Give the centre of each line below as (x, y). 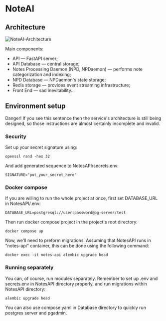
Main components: (24, 49)
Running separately (29, 267)
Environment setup (35, 106)
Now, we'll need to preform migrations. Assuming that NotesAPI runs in (78, 240)
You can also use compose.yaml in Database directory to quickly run (76, 307)
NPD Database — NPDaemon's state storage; (59, 80)
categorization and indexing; (42, 74)
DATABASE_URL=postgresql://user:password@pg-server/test (66, 213)
